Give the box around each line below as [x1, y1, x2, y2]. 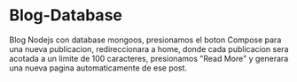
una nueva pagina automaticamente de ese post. [9, 63, 188, 73]
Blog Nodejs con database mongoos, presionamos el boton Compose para [9, 34, 282, 45]
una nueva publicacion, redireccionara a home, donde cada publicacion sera [9, 43, 289, 54]
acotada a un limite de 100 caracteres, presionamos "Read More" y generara [9, 53, 289, 63]
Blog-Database [9, 5, 122, 26]
